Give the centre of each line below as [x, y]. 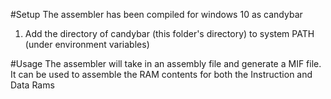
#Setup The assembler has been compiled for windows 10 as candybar [156, 14]
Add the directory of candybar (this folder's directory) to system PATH [169, 33]
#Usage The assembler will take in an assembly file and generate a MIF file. [166, 63]
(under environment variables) [87, 44]
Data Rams [32, 85]
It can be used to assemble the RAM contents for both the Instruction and [161, 74]
